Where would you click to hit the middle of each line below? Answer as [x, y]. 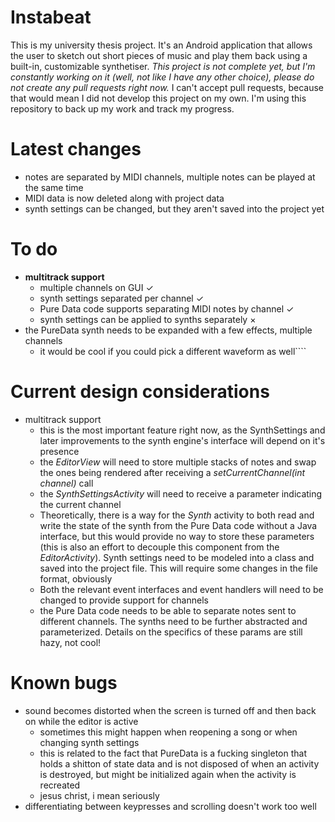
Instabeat [51, 17]
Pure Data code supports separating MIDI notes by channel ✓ [167, 308]
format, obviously [76, 578]
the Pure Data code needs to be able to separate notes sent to [168, 610]
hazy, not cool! [70, 642]
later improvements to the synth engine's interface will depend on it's [182, 440]
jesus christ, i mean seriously [99, 795]
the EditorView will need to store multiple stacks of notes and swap [178, 462]
